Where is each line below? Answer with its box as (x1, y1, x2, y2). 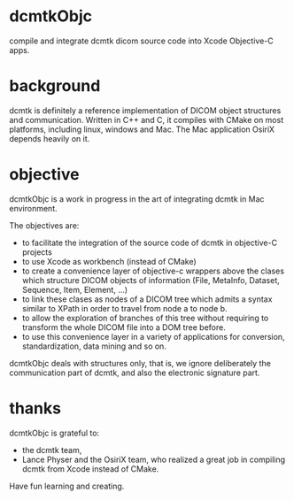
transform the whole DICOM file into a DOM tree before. (21, 321, 226, 333)
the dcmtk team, (21, 444, 82, 455)
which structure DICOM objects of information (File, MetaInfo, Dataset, (21, 274, 281, 285)
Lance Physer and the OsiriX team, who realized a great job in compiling (21, 454, 286, 465)
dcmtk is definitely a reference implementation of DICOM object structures (9, 104, 282, 116)
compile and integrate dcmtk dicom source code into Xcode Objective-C (9, 35, 275, 46)
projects (21, 246, 53, 258)
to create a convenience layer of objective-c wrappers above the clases (21, 265, 285, 276)
